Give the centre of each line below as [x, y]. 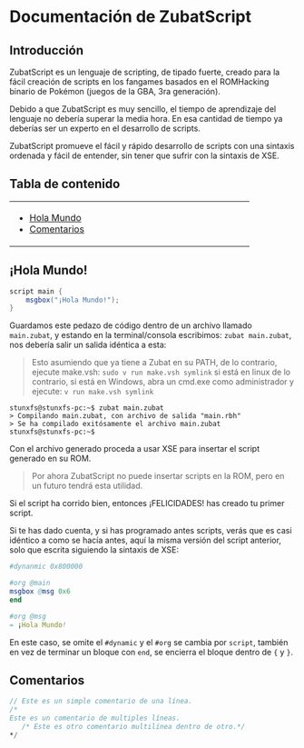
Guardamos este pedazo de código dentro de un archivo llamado [131, 325]
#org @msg [28, 616]
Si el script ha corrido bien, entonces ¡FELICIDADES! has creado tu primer [147, 504]
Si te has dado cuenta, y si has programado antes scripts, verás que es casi [151, 531]
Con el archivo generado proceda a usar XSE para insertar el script [135, 449]
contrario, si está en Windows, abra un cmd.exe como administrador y [163, 382]
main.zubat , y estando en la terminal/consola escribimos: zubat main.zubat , [151, 335]
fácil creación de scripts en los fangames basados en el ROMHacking [139, 82]
